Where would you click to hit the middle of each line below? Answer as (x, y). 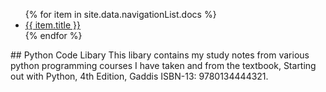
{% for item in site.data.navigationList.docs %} (120, 14)
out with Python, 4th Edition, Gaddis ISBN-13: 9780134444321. (139, 76)
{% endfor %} (53, 35)
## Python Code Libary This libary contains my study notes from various (160, 55)
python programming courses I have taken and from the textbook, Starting (163, 65)
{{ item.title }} (52, 25)
